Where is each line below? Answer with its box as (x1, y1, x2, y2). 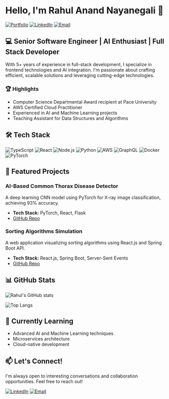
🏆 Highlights (5, 85, 39, 92)
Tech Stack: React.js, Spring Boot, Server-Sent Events (12, 255, 128, 261)
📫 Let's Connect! (5, 356, 63, 366)
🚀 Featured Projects (5, 167, 70, 176)
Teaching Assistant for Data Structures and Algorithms (12, 115, 128, 122)
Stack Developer (5, 48, 60, 56)
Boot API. (5, 245, 25, 251)
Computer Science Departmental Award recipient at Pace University (12, 99, 157, 105)
